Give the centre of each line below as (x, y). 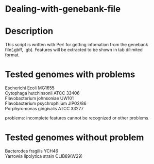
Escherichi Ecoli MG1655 (30, 88)
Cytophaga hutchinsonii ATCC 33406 (43, 93)
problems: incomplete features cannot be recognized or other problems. (77, 118)
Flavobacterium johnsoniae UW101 (39, 98)
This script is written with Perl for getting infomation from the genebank (77, 45)
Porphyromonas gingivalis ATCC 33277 (44, 109)
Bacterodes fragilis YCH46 (32, 151)
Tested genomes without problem (75, 138)
